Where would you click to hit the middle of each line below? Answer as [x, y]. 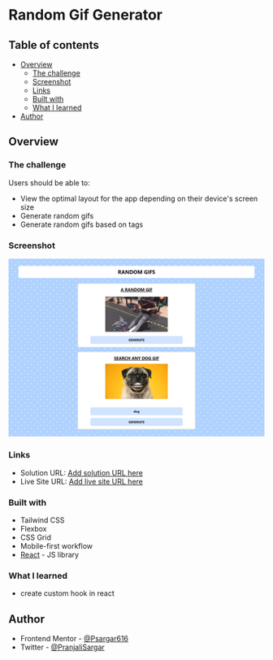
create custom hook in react [67, 593]
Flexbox [33, 529]
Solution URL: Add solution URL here [82, 472]
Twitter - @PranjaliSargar [63, 647]
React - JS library [50, 555]
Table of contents [54, 45]
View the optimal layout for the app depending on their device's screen [139, 198]
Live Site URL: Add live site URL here [82, 481]
